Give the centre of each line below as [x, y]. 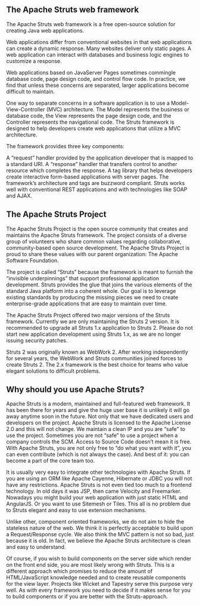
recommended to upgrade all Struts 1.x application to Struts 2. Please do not [100, 327]
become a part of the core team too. [51, 461]
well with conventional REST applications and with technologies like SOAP [97, 189]
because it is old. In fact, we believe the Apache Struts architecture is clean [99, 541]
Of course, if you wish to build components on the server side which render [99, 558]
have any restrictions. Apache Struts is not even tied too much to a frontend [99, 485]
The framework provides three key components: [65, 146]
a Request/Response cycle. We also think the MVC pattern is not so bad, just [100, 535]
